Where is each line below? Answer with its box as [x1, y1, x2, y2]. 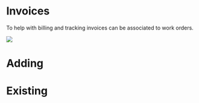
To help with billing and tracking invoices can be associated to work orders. [6, 24, 194, 31]
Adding [6, 57, 44, 70]
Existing [6, 84, 48, 98]
